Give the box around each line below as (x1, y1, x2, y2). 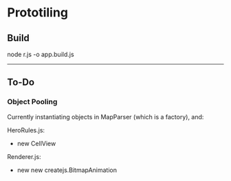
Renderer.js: (7, 152, 41, 160)
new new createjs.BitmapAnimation (16, 166, 118, 174)
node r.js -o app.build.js (7, 50, 74, 58)
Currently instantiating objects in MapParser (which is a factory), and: (7, 112, 204, 121)
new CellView (16, 139, 56, 147)
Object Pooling (7, 97, 58, 107)
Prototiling (7, 5, 69, 21)
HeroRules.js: (7, 125, 45, 134)
